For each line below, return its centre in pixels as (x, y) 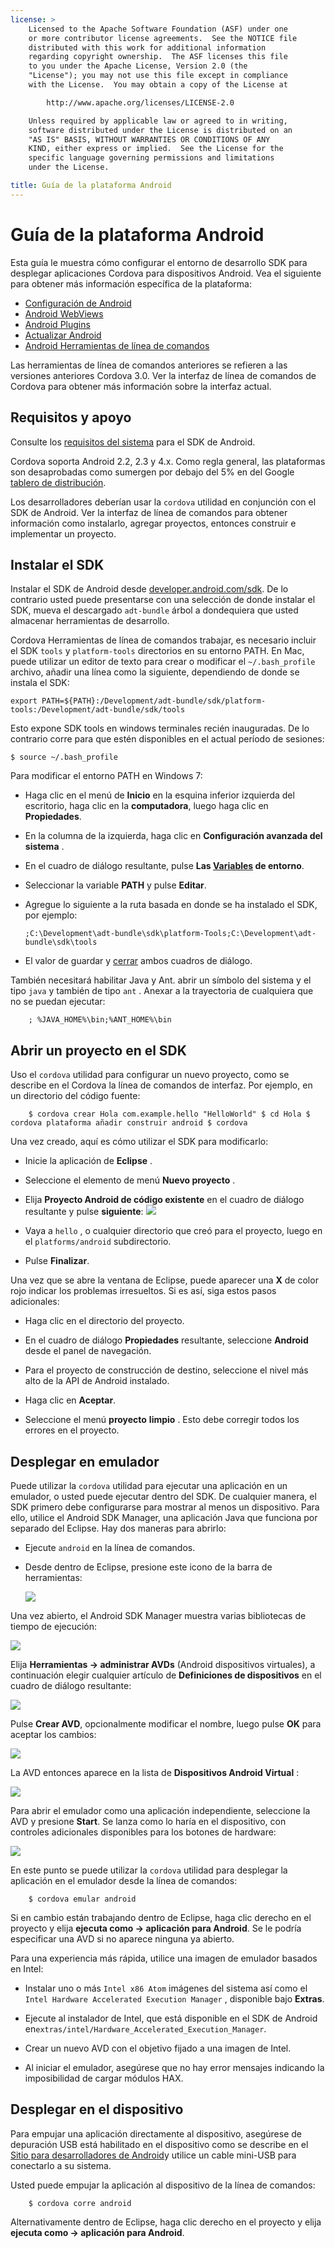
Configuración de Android (78, 303)
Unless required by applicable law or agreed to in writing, (158, 121)
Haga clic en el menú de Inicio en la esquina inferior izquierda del (159, 795)
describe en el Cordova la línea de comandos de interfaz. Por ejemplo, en (161, 1085)
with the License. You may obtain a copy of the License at (158, 85)
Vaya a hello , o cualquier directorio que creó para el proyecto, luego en (173, 1231)
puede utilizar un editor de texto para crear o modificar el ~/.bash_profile (163, 662)
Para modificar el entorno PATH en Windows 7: (106, 776)
